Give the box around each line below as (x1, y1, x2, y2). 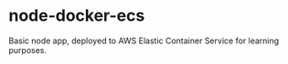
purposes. (8, 44, 48, 55)
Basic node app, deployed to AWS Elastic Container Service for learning (8, 35, 280, 46)
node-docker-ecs (8, 5, 145, 26)
